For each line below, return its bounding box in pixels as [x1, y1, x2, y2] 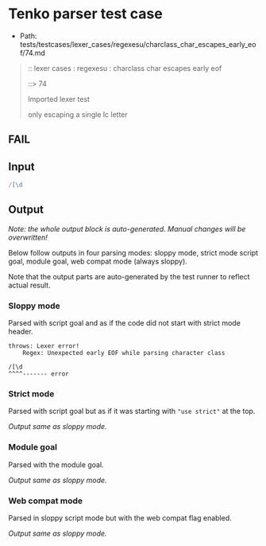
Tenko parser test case [8, 5, 163, 23]
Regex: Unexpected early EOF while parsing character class [22, 349, 226, 357]
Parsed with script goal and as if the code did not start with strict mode [8, 318, 241, 328]
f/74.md [19, 48, 46, 57]
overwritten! [8, 232, 48, 242]
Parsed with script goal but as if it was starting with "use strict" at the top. [8, 407, 256, 416]
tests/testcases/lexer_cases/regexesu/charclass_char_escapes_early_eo [19, 39, 256, 49]
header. [8, 327, 33, 337]
